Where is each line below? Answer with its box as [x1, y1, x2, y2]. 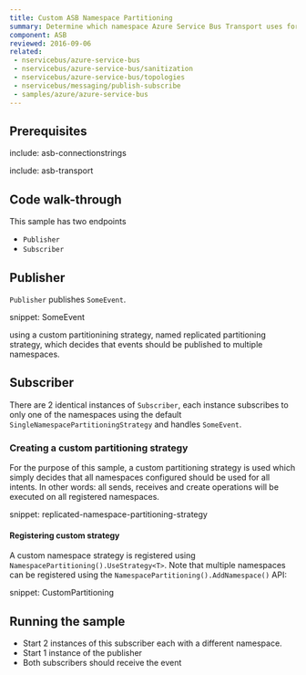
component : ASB [9, 30, 67, 39]
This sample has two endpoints [9, 216, 127, 227]
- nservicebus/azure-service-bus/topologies [13, 73, 185, 82]
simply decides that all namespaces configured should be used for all [9, 472, 270, 483]
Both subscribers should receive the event [22, 658, 182, 669]
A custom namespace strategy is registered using [9, 550, 196, 561]
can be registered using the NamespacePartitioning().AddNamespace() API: [9, 569, 287, 580]
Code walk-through [9, 192, 122, 207]
